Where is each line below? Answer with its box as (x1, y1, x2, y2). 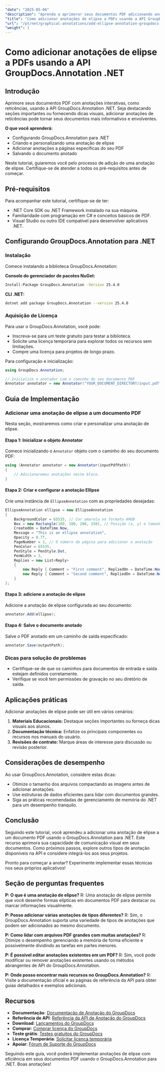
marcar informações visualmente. (5, 903, 73, 909)
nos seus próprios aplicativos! (5, 865, 66, 871)
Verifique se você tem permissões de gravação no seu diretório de (12, 676, 147, 682)
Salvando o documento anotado (12, 150, 77, 156)
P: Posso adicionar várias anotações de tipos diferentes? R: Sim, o (5, 912, 143, 918)
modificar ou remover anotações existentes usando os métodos (5, 957, 134, 963)
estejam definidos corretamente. (12, 671, 79, 677)
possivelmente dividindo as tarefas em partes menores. (5, 943, 118, 949)
